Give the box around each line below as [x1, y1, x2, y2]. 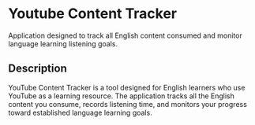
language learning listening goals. [8, 39, 118, 48]
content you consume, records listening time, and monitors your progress [8, 99, 247, 108]
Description [8, 62, 67, 75]
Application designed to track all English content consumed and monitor [8, 31, 242, 40]
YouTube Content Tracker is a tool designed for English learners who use [8, 83, 246, 92]
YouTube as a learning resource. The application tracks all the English [8, 91, 235, 101]
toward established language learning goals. [8, 108, 152, 117]
